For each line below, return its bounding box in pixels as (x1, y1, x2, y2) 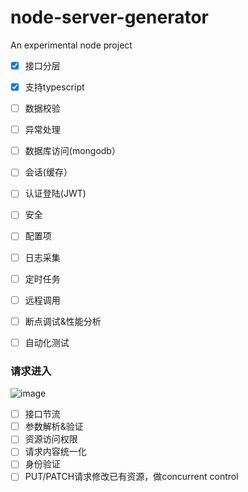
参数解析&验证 (24, 421, 84, 433)
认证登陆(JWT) (24, 187, 87, 200)
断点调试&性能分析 (24, 315, 102, 327)
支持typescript (24, 81, 85, 93)
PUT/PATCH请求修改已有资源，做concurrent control (24, 471, 239, 483)
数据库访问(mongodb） (24, 145, 121, 157)
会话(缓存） (24, 166, 73, 178)
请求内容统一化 (24, 446, 87, 458)
